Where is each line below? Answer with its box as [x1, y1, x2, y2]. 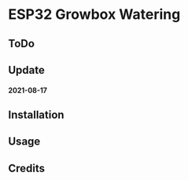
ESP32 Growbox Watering [8, 6, 181, 24]
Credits [8, 161, 46, 174]
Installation [8, 108, 65, 121]
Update [8, 63, 46, 76]
